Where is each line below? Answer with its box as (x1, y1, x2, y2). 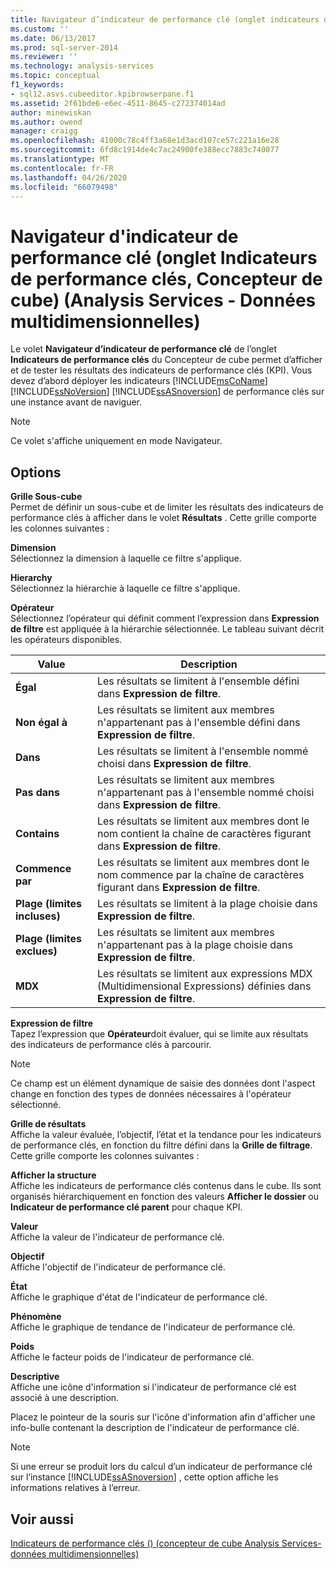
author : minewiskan (10, 107, 92, 118)
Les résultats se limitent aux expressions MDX (96, 967, 313, 981)
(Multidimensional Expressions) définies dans (96, 979, 312, 993)
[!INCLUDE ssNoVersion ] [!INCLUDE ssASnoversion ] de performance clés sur (10, 386, 325, 398)
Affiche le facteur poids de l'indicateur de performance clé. (10, 1351, 255, 1363)
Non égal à (15, 716, 68, 730)
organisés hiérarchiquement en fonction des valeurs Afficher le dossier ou (10, 1191, 319, 1203)
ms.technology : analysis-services (10, 61, 155, 71)
